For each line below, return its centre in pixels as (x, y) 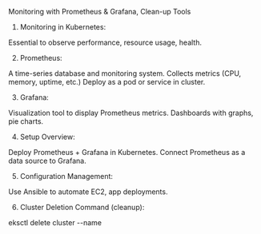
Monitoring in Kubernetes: (63, 27)
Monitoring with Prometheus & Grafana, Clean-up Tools (100, 12)
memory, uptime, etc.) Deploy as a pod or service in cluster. (107, 82)
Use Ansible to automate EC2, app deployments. (88, 192)
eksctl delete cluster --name (55, 222)
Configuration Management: (66, 176)
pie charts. (26, 121)
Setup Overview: (47, 137)
